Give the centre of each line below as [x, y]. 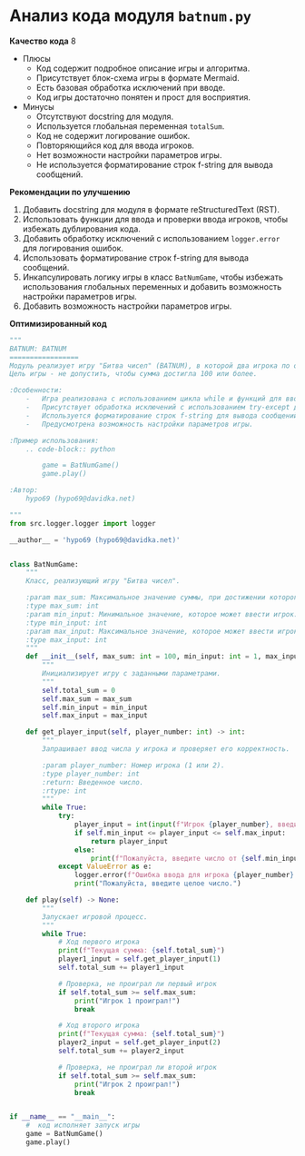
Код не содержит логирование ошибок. [113, 135]
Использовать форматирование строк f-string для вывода [136, 257]
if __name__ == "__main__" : [63, 1117]
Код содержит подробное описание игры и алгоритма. [143, 68]
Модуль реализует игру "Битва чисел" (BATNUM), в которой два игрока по [150, 366]
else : [84, 850]
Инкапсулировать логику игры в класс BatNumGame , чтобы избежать [152, 277]
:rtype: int [65, 791]
